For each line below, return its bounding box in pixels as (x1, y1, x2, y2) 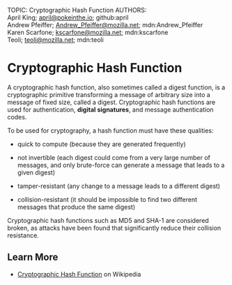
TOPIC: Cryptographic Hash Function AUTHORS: (7, 6, 147, 14)
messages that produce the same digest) (17, 203, 136, 211)
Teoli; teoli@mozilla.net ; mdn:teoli (7, 36, 105, 44)
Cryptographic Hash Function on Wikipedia (17, 270, 141, 278)
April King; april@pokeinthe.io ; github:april (7, 13, 129, 22)
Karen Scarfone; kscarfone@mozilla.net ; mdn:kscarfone (7, 28, 169, 36)
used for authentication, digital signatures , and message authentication (7, 105, 214, 114)
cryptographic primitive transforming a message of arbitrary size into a (7, 90, 210, 98)
